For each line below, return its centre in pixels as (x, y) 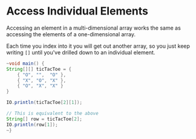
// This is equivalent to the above (52, 114)
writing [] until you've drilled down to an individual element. (81, 52)
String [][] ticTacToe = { (39, 69)
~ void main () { (25, 63)
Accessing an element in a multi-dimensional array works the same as (94, 28)
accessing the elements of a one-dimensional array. (71, 34)
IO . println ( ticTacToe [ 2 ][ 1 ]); (44, 103)
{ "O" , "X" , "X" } (40, 86)
